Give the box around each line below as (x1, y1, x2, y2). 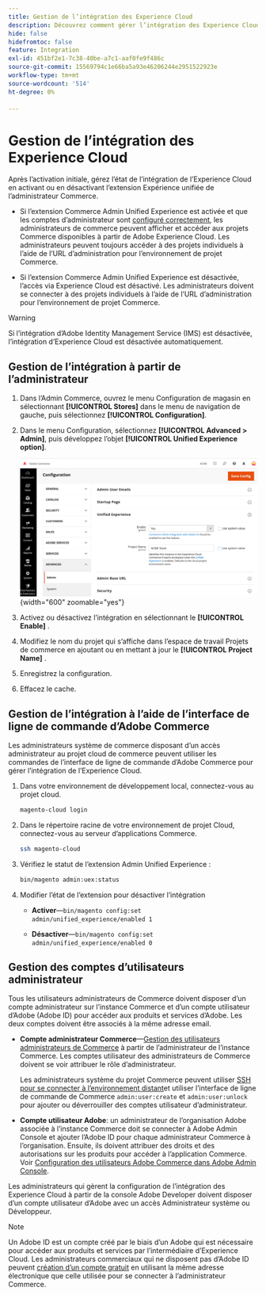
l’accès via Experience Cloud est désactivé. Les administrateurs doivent (19, 281, 254, 291)
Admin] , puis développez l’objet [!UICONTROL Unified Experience (19, 434, 238, 444)
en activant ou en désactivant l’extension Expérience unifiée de (8, 183, 215, 193)
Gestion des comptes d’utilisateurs (8, 960, 184, 974)
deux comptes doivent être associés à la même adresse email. (8, 1019, 211, 1029)
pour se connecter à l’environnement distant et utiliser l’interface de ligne (19, 1083, 256, 1093)
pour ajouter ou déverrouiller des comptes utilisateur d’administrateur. (19, 1100, 248, 1110)
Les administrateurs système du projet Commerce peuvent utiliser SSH (19, 1075, 252, 1085)
